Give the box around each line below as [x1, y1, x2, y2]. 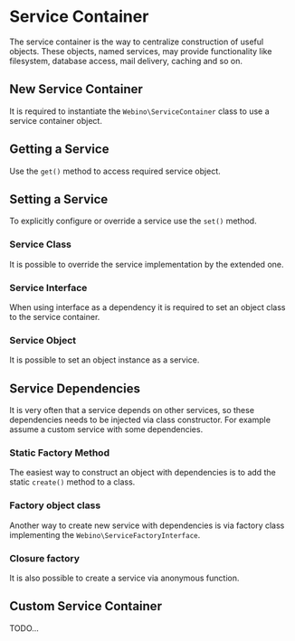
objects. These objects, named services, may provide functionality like [9, 45, 272, 56]
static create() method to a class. [9, 476, 136, 487]
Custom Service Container [9, 599, 163, 614]
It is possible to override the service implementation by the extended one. [9, 259, 284, 269]
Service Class [9, 238, 72, 250]
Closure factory [9, 551, 80, 564]
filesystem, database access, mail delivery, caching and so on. [9, 55, 243, 66]
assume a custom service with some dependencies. [9, 424, 204, 435]
